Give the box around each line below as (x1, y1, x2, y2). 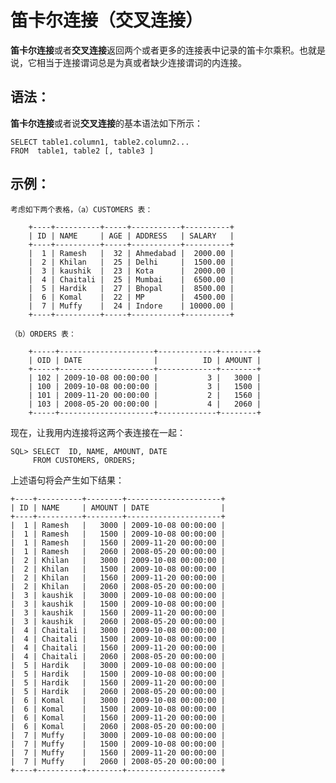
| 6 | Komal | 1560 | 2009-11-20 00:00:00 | (10, 712, 226, 723)
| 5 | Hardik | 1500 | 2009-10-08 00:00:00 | (10, 669, 226, 679)
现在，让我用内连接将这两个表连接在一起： (10, 426, 186, 438)
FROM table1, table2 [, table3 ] (10, 146, 155, 156)
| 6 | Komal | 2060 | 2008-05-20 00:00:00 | (10, 721, 226, 731)
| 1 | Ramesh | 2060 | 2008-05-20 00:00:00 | (10, 546, 226, 556)
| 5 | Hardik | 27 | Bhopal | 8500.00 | (28, 283, 235, 293)
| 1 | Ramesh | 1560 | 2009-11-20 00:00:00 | (10, 537, 226, 548)
